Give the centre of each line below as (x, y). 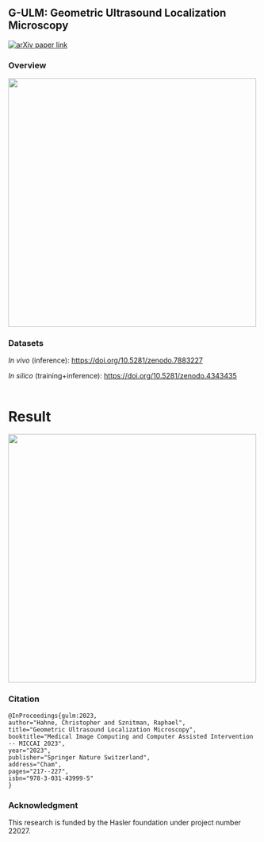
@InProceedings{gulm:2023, (53, 716)
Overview (27, 65)
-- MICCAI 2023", (37, 743)
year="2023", (30, 751)
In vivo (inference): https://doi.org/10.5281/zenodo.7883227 (106, 360)
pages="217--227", (38, 771)
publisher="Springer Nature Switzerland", (79, 757)
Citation (24, 699)
